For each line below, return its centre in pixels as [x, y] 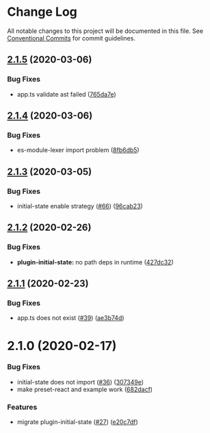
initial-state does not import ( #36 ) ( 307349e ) [80, 382]
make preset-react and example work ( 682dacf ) [84, 389]
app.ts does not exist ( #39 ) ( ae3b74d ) [70, 318]
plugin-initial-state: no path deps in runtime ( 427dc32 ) [95, 262]
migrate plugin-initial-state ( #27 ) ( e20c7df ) [77, 422]
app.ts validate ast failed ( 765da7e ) [66, 94]
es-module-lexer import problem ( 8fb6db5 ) [78, 150]
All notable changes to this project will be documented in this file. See [105, 31]
